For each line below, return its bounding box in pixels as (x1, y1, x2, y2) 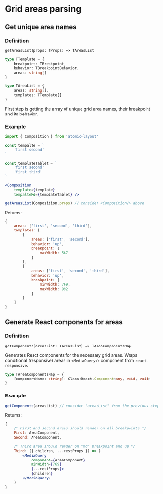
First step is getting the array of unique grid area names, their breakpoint (5, 106, 150, 112)
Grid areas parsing (5, 3, 81, 15)
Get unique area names (5, 23, 77, 31)
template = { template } (14, 187, 55, 192)
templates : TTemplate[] (14, 93, 62, 98)
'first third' (14, 170, 42, 175)
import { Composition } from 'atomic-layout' (5, 134, 98, 139)
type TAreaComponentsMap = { (5, 372, 64, 377)
